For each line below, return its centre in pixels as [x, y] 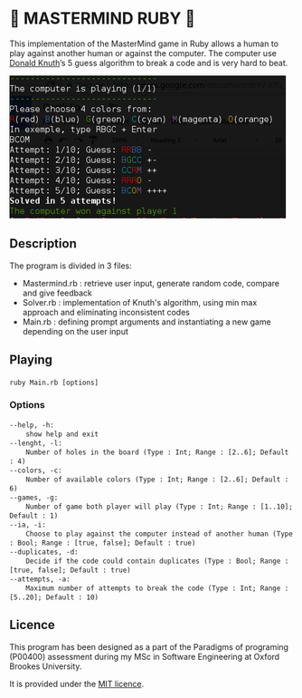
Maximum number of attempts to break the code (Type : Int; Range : [157, 588]
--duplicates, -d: [44, 552]
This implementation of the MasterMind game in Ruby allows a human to [144, 44]
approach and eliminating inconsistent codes [106, 312]
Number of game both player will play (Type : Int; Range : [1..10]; [160, 507]
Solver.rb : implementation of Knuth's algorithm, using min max [140, 302]
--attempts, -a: [40, 579]
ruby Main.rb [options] [54, 383]
